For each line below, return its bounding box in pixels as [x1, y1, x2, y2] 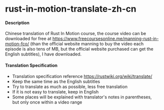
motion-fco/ [5, 41, 29, 47]
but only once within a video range [12, 99, 82, 105]
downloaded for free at [5, 36, 51, 42]
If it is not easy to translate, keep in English [12, 89, 99, 94]
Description [5, 19, 30, 25]
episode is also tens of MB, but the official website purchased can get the [5, 46, 154, 52]
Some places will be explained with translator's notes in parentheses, [12, 94, 152, 100]
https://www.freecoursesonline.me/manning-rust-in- [52, 36, 159, 42]
